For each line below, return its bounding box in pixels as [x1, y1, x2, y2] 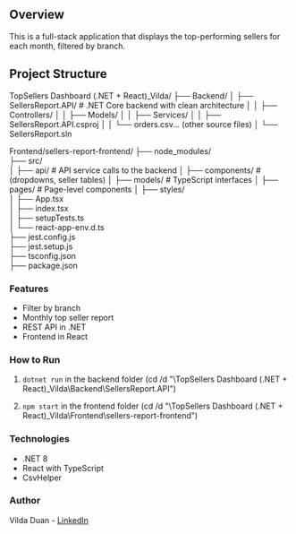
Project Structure [9, 66, 107, 82]
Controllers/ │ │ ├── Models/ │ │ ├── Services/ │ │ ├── [9, 109, 222, 120]
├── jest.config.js [9, 231, 76, 242]
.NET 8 [21, 452, 48, 464]
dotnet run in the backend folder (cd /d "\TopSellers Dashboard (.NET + [21, 374, 288, 384]
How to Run [9, 353, 61, 366]
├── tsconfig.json [9, 250, 76, 261]
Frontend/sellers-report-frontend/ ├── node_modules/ [9, 145, 212, 156]
